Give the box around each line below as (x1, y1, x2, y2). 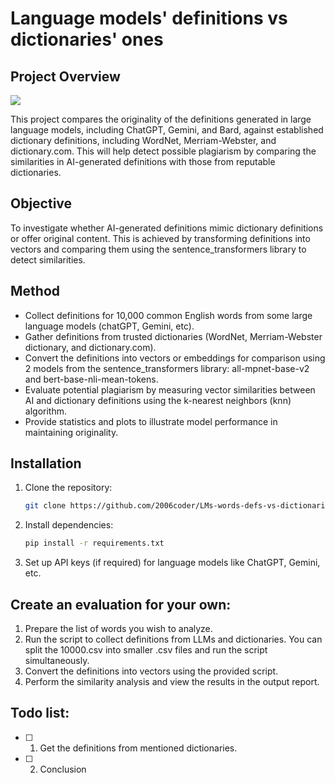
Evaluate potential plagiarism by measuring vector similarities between (24, 383, 316, 396)
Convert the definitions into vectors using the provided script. (24, 665, 279, 677)
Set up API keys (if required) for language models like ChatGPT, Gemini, (24, 557, 321, 569)
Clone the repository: (24, 482, 113, 494)
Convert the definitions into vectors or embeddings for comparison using (24, 352, 326, 364)
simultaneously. (24, 655, 90, 666)
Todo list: (10, 705, 70, 722)
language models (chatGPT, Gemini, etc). (24, 320, 195, 332)
